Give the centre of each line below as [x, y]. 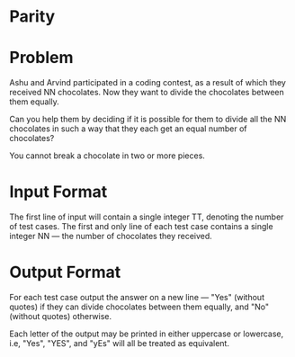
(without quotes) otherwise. [61, 316]
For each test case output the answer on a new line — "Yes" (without [137, 297]
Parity [32, 17]
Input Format [58, 192]
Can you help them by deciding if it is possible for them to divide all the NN [148, 120]
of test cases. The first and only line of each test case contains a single [141, 227]
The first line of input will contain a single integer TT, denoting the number [147, 217]
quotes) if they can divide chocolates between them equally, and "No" [139, 307]
